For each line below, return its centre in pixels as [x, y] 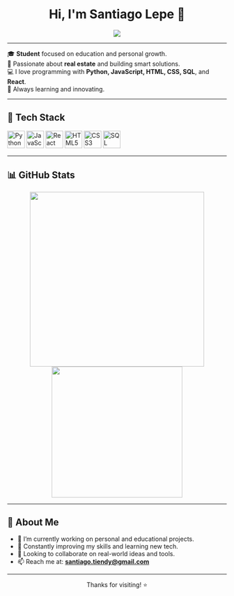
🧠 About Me [33, 522]
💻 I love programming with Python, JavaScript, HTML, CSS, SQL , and [108, 71]
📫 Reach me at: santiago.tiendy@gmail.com [83, 562]
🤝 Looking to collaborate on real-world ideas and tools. [96, 554]
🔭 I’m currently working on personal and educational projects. [106, 539]
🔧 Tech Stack [36, 118]
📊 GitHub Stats [41, 175]
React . [17, 81]
